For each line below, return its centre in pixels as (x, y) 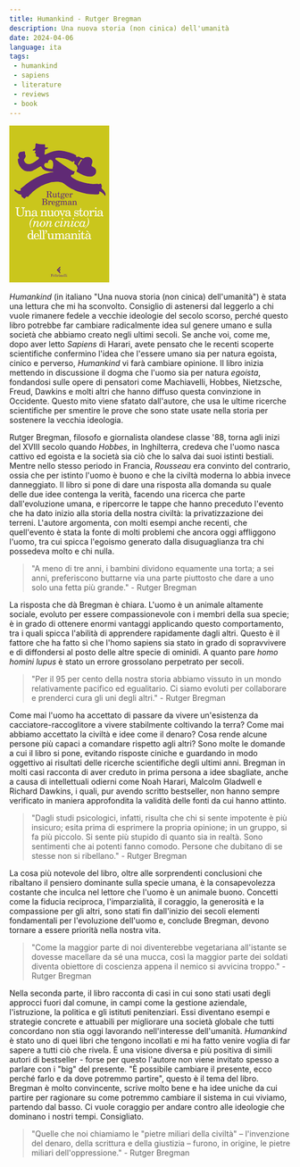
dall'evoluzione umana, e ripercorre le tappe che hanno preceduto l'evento (146, 504)
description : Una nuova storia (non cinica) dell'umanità (119, 28)
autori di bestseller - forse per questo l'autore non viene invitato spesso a (144, 1059)
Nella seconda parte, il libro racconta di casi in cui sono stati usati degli (140, 993)
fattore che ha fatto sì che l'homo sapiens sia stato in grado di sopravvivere (148, 642)
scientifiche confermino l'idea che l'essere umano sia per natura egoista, (143, 354)
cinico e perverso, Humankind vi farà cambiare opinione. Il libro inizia (137, 363)
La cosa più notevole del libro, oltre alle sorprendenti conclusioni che (136, 873)
